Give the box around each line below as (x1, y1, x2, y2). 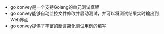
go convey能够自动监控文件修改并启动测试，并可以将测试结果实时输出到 (10, 10, 159, 16)
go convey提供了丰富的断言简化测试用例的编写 (10, 23, 107, 29)
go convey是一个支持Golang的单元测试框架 (10, 4, 99, 10)
